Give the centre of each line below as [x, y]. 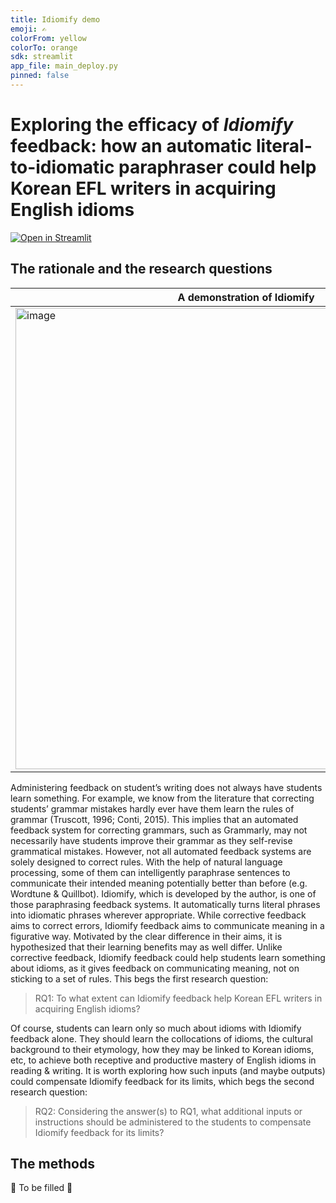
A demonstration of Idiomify [246, 297]
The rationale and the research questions [141, 269]
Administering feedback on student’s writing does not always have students [166, 787]
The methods [52, 1164]
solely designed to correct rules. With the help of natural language [146, 862]
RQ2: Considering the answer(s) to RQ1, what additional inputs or [168, 1111]
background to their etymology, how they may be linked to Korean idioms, [162, 1049]
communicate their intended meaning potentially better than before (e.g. [159, 883]
